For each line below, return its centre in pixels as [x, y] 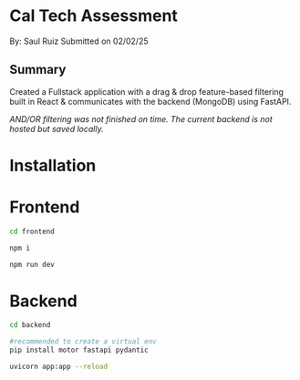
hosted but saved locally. [57, 128]
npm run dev [32, 264]
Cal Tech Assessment [93, 16]
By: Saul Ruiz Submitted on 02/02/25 [79, 41]
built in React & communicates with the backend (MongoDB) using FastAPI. [150, 101]
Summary [38, 70]
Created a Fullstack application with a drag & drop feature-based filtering [147, 91]
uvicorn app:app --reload [58, 367]
